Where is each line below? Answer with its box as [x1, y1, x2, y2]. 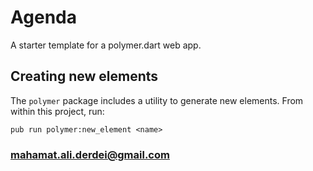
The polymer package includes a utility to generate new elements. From [10, 94, 304, 106]
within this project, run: [10, 105, 105, 117]
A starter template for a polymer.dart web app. [10, 39, 202, 51]
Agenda [10, 6, 77, 29]
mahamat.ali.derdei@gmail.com [10, 147, 170, 161]
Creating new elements [10, 68, 159, 85]
